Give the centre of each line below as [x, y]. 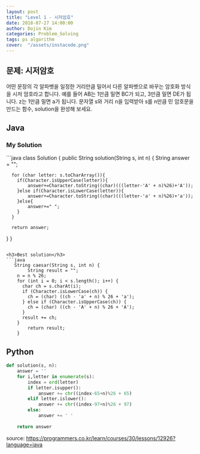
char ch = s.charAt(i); [52, 287]
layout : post [22, 12]
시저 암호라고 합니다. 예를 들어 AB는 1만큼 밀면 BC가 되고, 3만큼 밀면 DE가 [99, 94]
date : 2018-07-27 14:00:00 [40, 23]
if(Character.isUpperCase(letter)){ [63, 181]
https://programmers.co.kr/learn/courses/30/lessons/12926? [101, 438]
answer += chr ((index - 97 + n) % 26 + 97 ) [85, 404]
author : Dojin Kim [29, 28]
